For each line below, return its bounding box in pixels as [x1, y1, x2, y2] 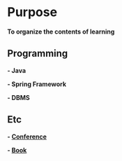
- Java [7, 66, 26, 74]
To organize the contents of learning [7, 27, 115, 36]
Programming [7, 48, 68, 59]
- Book [7, 146, 27, 154]
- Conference [7, 132, 47, 141]
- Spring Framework [7, 80, 67, 88]
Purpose [7, 4, 58, 20]
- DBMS [7, 93, 30, 101]
